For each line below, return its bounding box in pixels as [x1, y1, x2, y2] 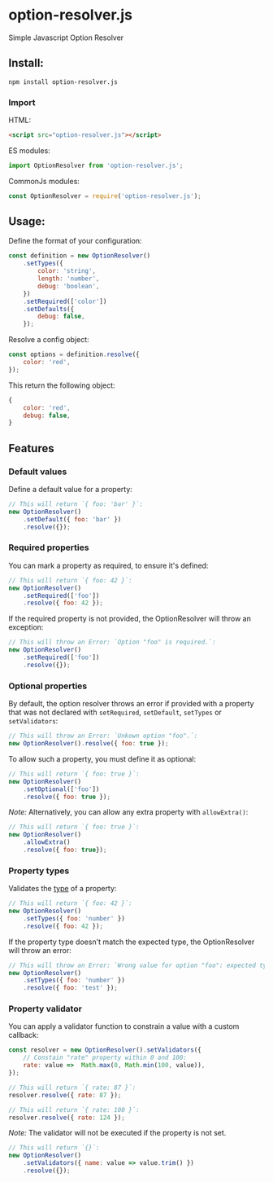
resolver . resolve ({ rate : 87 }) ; [8, 1091, 122, 1099]
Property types [8, 865, 70, 877]
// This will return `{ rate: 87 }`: [8, 1083, 136, 1092]
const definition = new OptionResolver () [8, 252, 151, 260]
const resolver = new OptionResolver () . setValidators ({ [8, 1046, 201, 1054]
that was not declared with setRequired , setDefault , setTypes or [8, 707, 222, 718]
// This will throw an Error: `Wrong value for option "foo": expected [8, 961, 256, 969]
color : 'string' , [37, 267, 96, 275]
